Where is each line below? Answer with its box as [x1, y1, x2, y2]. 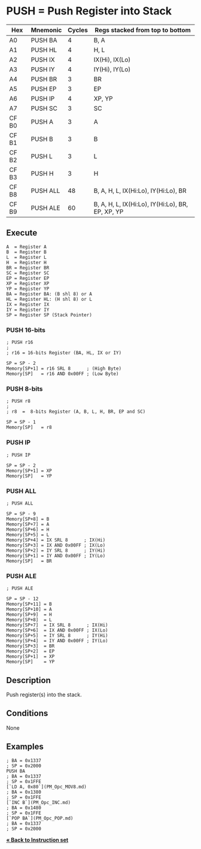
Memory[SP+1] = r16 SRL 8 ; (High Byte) [6, 365, 121, 372]
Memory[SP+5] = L [6, 531, 50, 537]
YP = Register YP [6, 286, 50, 292]
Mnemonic [31, 26, 62, 34]
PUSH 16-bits [6, 325, 46, 334]
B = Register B [6, 249, 47, 255]
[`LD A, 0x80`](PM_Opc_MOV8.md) [6, 784, 87, 790]
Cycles [68, 26, 88, 34]
